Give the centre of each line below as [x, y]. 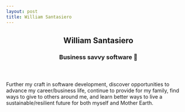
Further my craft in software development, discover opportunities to [88, 84]
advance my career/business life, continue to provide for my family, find [93, 90]
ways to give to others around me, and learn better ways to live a [84, 96]
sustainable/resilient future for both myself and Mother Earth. [80, 103]
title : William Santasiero [39, 17]
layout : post [22, 11]
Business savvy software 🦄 [98, 57]
